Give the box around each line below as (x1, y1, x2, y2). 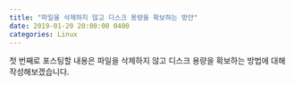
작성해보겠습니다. (9, 66, 70, 77)
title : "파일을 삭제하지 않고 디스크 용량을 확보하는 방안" (9, 13, 198, 22)
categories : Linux (9, 30, 78, 38)
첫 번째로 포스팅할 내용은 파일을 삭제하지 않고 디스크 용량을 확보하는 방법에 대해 (9, 55, 286, 66)
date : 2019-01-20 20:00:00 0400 (9, 21, 130, 30)
